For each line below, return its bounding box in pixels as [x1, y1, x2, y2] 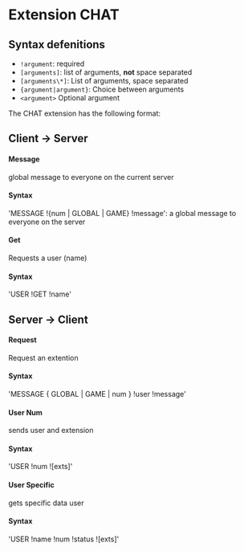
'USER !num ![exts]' [8, 462, 73, 471]
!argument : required [19, 59, 85, 68]
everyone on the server [8, 217, 86, 227]
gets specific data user [8, 498, 84, 508]
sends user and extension [8, 426, 94, 435]
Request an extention [8, 353, 79, 362]
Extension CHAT [8, 6, 120, 24]
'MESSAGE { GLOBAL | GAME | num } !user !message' [8, 390, 186, 398]
